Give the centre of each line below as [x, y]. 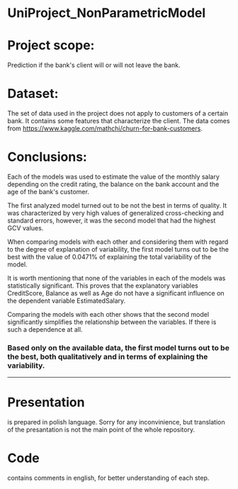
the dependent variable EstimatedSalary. [67, 300]
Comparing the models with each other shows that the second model [108, 314]
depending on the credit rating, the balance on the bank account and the [113, 184]
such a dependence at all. [45, 330]
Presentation [46, 403]
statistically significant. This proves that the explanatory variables [103, 286]
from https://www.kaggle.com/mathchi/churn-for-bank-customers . [105, 128]
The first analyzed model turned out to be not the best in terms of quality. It [117, 206]
